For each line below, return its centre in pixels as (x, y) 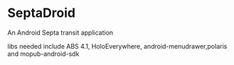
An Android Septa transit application (60, 32)
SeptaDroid (42, 13)
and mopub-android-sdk (43, 54)
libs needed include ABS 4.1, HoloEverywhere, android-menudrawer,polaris (117, 46)
